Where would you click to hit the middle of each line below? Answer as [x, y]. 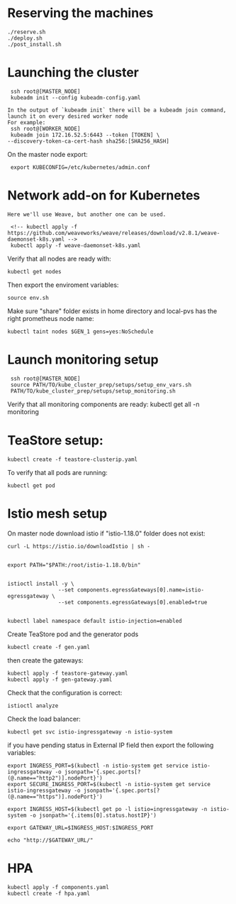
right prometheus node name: [51, 318]
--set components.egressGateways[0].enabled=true [133, 602]
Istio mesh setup [57, 513]
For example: [27, 122]
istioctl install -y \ [41, 584]
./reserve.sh [27, 32]
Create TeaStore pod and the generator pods [73, 634]
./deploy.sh [25, 38]
